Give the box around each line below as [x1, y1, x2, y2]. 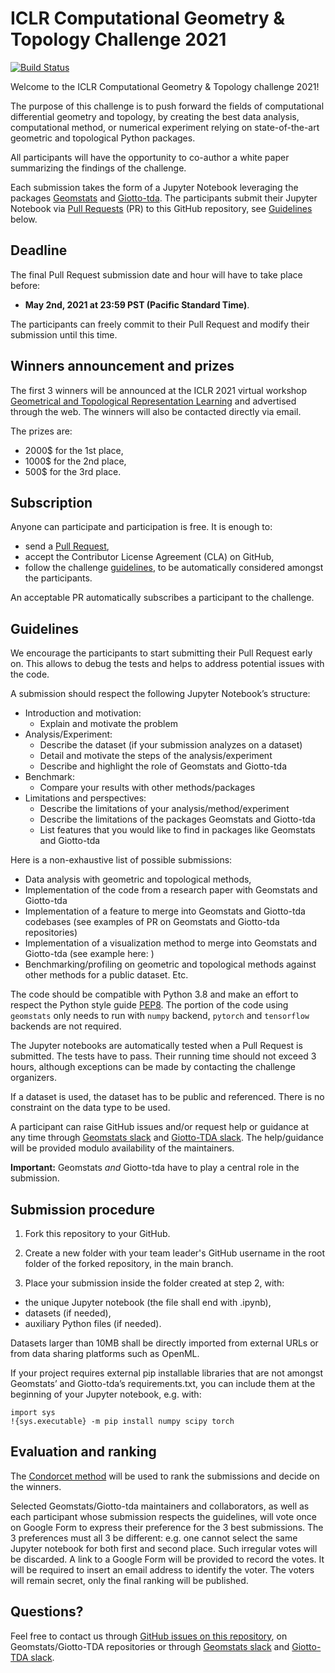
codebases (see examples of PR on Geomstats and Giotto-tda [24, 916, 280, 928]
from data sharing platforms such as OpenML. [10, 1348, 200, 1359]
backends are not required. [10, 1020, 122, 1032]
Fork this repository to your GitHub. [24, 1228, 171, 1239]
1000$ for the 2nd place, [24, 455, 127, 467]
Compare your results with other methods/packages [39, 782, 256, 794]
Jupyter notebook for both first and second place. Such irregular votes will [10, 1542, 318, 1554]
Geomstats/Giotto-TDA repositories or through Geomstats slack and [10, 1640, 290, 1652]
